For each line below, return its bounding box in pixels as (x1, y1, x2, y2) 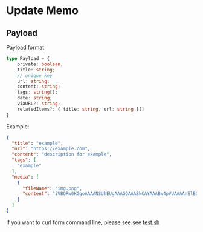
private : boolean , (17, 61, 63, 67)
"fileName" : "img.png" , (22, 185, 83, 191)
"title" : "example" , (11, 140, 63, 146)
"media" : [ (11, 174, 39, 180)
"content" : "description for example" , (11, 151, 112, 157)
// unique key (17, 72, 53, 79)
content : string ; (17, 84, 61, 90)
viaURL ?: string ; (17, 101, 61, 107)
